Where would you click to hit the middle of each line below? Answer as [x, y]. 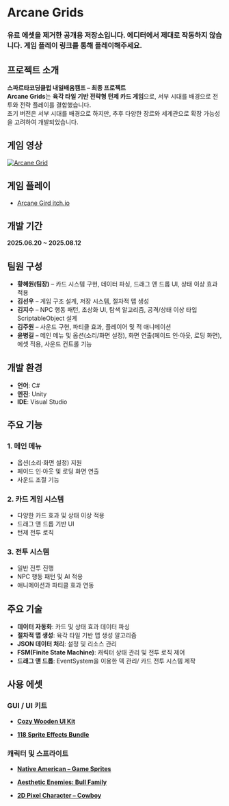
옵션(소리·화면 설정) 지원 [49, 462]
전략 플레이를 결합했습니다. [55, 105]
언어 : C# [28, 385]
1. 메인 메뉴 [24, 446]
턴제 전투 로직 [35, 532]
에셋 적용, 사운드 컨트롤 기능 [54, 344]
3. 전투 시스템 [28, 552]
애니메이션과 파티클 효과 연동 [55, 585]
